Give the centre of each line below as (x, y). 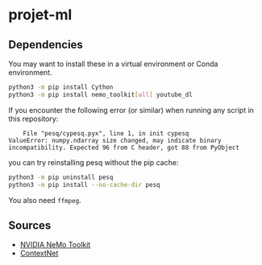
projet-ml (40, 15)
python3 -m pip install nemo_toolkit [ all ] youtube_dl (101, 94)
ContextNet (39, 253)
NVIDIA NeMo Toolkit (55, 245)
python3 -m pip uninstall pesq (61, 177)
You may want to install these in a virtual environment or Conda (113, 64)
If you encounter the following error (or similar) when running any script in (131, 110)
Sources (30, 225)
